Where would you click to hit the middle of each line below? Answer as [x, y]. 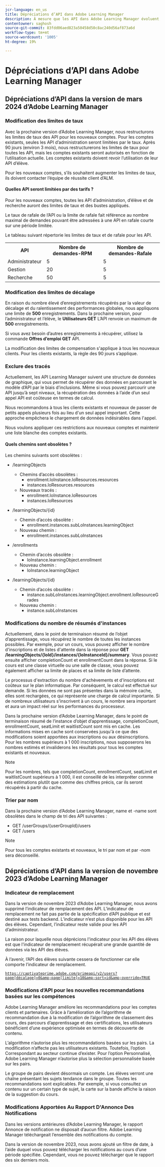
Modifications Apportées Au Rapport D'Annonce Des [69, 1107]
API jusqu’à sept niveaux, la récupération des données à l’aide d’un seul [77, 393]
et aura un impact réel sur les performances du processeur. [65, 706]
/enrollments [25, 545]
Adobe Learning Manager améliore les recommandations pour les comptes [81, 1007]
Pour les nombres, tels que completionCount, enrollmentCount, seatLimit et [81, 772]
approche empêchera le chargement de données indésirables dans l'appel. [81, 418]
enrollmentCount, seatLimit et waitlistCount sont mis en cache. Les [73, 726]
